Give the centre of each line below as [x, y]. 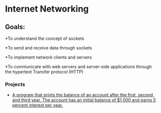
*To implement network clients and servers [48, 57]
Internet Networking [47, 9]
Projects [15, 84]
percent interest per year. [37, 105]
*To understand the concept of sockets [45, 38]
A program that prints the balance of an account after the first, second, [83, 95]
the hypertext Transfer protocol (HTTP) [44, 72]
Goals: [15, 27]
